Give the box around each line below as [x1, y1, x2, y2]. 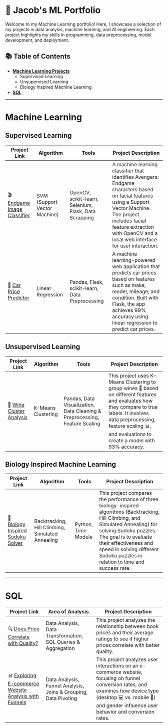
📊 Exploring [7, 672, 36, 679]
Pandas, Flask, [69, 278, 104, 285]
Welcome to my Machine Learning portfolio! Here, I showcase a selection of [5, 21, 161, 27]
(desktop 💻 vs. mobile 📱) [96, 694, 156, 701]
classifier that [112, 167, 144, 174]
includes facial [112, 217, 146, 224]
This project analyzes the [96, 617, 155, 624]
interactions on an [96, 662, 138, 669]
